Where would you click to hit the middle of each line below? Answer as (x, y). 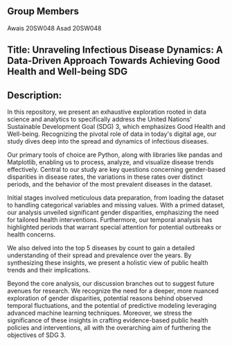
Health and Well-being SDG (68, 72)
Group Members (43, 11)
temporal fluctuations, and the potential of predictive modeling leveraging (112, 306)
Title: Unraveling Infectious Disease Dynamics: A (115, 50)
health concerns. (31, 234)
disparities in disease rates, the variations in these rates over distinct (105, 177)
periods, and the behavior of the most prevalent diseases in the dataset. (110, 184)
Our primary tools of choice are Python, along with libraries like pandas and (115, 155)
